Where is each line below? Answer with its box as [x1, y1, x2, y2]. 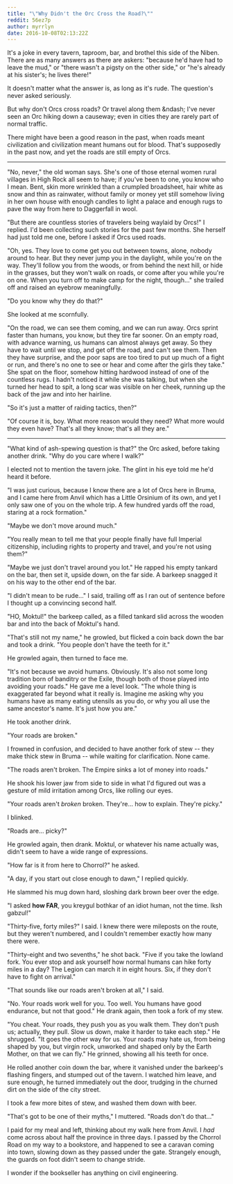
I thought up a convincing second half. [7, 599, 117, 608]
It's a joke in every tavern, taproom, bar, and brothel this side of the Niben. [7, 49, 220, 57]
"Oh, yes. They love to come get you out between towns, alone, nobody [7, 247, 213, 255]
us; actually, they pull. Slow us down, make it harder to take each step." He [7, 1028, 221, 1036]
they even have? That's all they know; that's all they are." [7, 424, 170, 433]
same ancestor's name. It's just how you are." [7, 704, 137, 712]
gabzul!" [7, 909, 31, 917]
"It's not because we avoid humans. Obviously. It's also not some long [7, 667, 208, 676]
